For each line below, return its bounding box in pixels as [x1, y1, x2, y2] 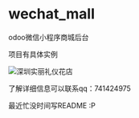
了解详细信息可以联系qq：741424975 [8, 83, 131, 93]
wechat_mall [8, 5, 95, 23]
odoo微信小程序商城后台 [8, 32, 89, 42]
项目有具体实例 [8, 49, 58, 59]
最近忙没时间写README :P [8, 100, 96, 110]
